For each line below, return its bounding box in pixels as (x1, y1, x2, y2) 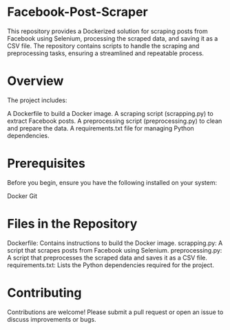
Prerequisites (7, 156, 86, 171)
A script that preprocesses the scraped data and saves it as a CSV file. (7, 253, 208, 262)
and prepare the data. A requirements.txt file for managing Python (7, 124, 194, 132)
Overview (7, 73, 64, 89)
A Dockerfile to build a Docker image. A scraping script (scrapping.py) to (7, 109, 213, 117)
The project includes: (7, 96, 67, 104)
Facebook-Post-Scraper (7, 4, 148, 20)
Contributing (7, 284, 82, 300)
